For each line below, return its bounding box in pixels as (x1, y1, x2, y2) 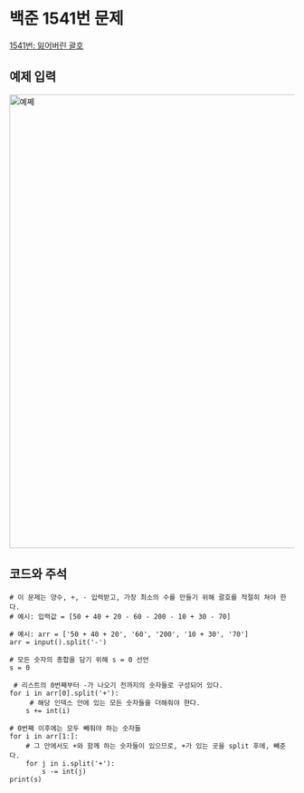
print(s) (9, 775, 43, 784)
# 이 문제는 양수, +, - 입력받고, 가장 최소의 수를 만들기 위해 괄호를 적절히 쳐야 (9, 592, 277, 602)
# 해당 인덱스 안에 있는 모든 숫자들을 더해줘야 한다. (29, 698, 201, 708)
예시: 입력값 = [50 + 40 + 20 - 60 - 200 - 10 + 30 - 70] (17, 612, 232, 622)
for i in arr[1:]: (9, 731, 79, 740)
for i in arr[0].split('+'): (9, 689, 119, 698)
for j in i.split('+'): (25, 759, 116, 768)
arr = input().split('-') (9, 637, 107, 647)
